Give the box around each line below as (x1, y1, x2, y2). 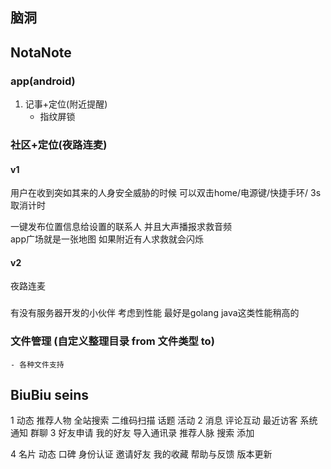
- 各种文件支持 (10, 359, 65, 370)
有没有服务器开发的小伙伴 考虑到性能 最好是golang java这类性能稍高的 (10, 307, 300, 319)
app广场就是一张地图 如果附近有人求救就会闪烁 (10, 233, 204, 245)
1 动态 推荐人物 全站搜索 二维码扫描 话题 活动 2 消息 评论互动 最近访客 (10, 414, 298, 427)
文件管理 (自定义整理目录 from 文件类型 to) (10, 334, 215, 348)
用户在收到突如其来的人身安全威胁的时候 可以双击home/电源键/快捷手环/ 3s (10, 187, 322, 199)
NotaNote (10, 44, 72, 61)
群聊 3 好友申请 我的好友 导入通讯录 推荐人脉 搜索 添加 (29, 427, 255, 439)
